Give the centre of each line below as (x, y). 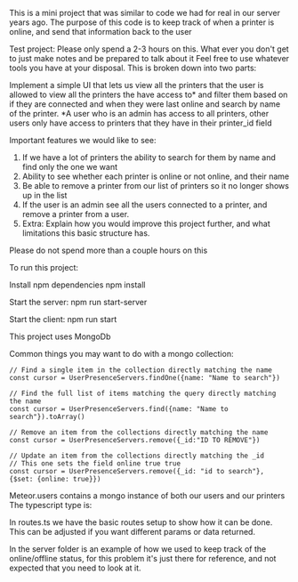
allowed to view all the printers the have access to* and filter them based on (149, 94)
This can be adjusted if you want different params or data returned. (133, 532)
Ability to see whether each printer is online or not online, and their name (156, 176)
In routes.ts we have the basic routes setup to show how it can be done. (141, 522)
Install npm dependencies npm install (77, 285)
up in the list (44, 195)
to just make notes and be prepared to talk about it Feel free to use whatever (149, 58)
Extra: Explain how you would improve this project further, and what (146, 223)
